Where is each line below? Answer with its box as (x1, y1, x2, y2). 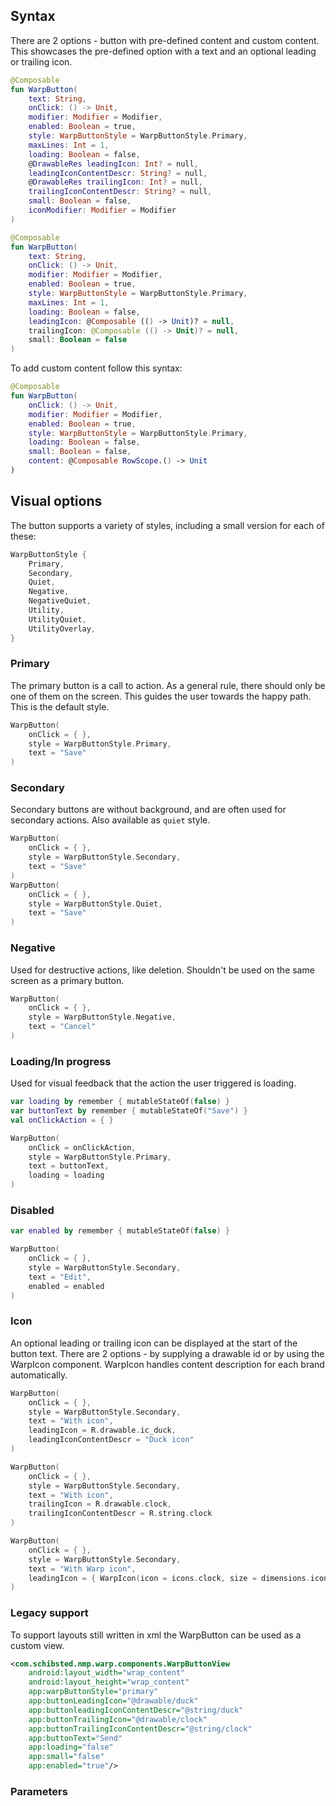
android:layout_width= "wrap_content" (28, 1668, 186, 1678)
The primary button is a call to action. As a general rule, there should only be (10, 679, 326, 691)
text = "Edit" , (28, 1272, 92, 1282)
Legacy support (10, 1606, 89, 1620)
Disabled (10, 1203, 55, 1217)
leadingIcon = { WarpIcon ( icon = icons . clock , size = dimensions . (28, 1573, 311, 1583)
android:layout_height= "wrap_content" (28, 1677, 190, 1688)
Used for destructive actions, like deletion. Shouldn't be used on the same (10, 964, 315, 976)
